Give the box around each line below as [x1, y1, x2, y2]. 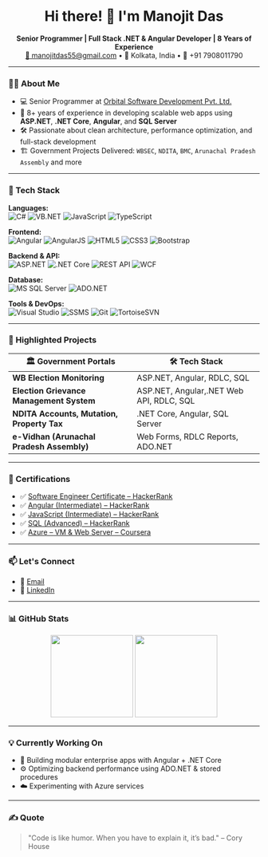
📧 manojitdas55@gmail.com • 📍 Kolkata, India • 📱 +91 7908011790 [25, 50, 243, 60]
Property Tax [12, 418, 63, 429]
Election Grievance [12, 385, 86, 396]
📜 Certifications [8, 473, 71, 484]
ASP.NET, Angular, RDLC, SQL [136, 372, 250, 383]
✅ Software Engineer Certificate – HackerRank [19, 492, 173, 501]
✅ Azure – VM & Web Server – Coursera [19, 527, 152, 537]
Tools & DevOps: [8, 298, 65, 308]
